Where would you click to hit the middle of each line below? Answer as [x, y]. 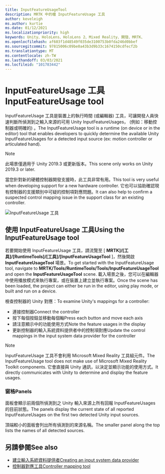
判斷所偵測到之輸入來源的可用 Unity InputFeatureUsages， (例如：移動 [81, 122]
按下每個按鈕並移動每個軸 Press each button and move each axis [77, 318]
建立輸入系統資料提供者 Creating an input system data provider [76, 460]
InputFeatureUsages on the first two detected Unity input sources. [72, 415]
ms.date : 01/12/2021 [26, 28]
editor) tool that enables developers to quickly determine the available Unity [82, 134]
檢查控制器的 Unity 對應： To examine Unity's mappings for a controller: [77, 301]
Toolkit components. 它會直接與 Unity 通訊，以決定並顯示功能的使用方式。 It [82, 367]
